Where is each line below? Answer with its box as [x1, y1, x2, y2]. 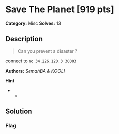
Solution [5, 107, 32, 116]
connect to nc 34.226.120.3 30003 [5, 58, 77, 64]
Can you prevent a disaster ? [17, 48, 77, 54]
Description [5, 35, 43, 43]
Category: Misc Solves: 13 [5, 20, 62, 26]
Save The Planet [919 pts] [5, 4, 114, 15]
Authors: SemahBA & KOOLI [5, 68, 65, 74]
